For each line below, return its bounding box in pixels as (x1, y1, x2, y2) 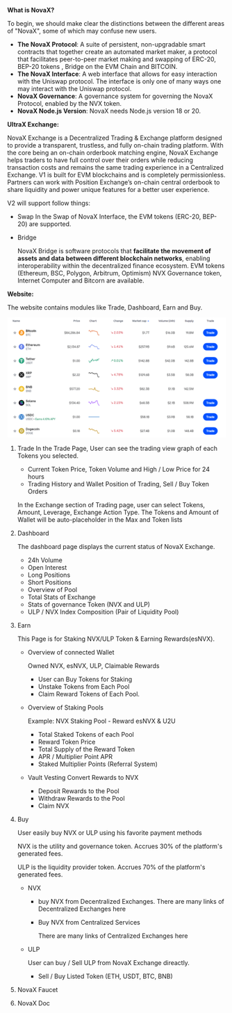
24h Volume (27, 556, 63, 564)
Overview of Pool (27, 585, 78, 593)
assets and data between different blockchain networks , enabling (17, 254, 210, 262)
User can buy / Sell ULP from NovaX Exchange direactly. (27, 958, 190, 966)
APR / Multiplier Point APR (38, 752, 113, 760)
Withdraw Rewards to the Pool (38, 794, 125, 802)
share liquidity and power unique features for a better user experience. (7, 186, 210, 193)
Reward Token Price (38, 737, 96, 746)
